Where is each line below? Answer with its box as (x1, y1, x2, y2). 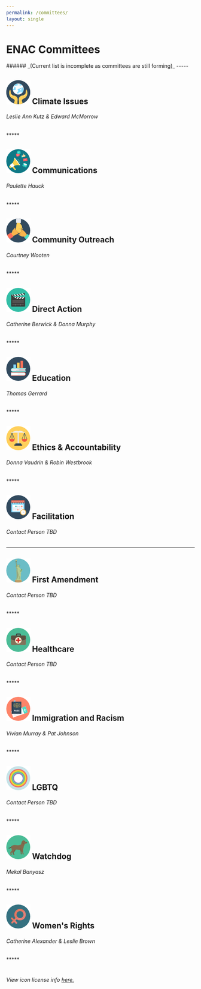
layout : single (6, 16, 44, 22)
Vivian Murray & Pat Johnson (6, 729, 79, 737)
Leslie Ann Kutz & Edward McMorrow (6, 113, 99, 120)
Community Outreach (32, 235, 115, 245)
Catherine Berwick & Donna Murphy (6, 321, 96, 328)
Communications (32, 166, 98, 176)
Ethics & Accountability (32, 442, 121, 452)
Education (32, 373, 71, 383)
